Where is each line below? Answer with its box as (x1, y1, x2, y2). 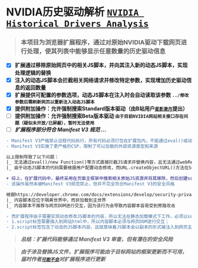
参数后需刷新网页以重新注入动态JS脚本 (14, 99, 95, 105)
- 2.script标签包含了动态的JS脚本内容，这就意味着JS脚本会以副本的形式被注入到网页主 (6, 224, 193, 230)
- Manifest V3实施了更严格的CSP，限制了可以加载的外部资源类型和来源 (6, 143, 158, 149)
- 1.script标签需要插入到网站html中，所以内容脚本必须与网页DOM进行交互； (6, 219, 170, 225)
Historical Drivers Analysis (6, 18, 149, 30)
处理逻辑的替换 (14, 69, 51, 76)
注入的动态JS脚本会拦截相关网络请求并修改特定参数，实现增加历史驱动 (14, 76, 187, 83)
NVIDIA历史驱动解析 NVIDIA (6, 5, 139, 19)
